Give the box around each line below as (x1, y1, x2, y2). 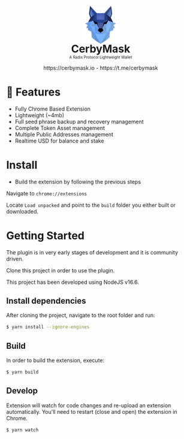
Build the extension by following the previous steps (14, 178, 141, 185)
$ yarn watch (6, 427, 39, 433)
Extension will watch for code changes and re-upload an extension (6, 402, 171, 409)
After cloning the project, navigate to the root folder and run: (6, 312, 155, 319)
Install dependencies (6, 295, 86, 306)
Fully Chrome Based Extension (14, 105, 91, 112)
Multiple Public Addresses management (14, 130, 114, 138)
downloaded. (6, 207, 39, 215)
